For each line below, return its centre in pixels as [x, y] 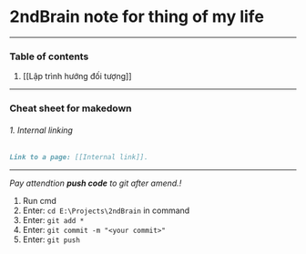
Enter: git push [51, 239]
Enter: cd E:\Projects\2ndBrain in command [106, 210]
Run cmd [40, 201]
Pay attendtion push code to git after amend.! [96, 183]
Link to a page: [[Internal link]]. [79, 157]
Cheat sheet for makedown [71, 108]
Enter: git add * [53, 220]
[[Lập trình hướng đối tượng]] [77, 76]
